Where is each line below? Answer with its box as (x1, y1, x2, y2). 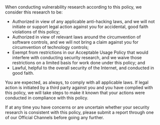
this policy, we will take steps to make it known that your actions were (5, 90, 145, 95)
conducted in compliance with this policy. (5, 95, 89, 101)
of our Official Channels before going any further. (5, 115, 104, 120)
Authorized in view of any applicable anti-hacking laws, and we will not (12, 19, 155, 24)
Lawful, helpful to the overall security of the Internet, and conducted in (12, 65, 155, 71)
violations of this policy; (12, 29, 60, 34)
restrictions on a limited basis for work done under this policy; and (12, 60, 145, 65)
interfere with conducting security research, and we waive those (12, 55, 142, 60)
